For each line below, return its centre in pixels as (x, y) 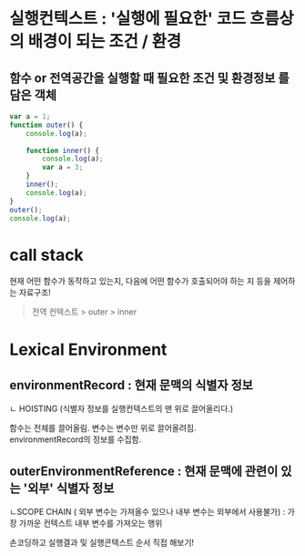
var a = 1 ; (30, 117)
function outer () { (46, 125)
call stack (46, 255)
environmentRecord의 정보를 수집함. (76, 439)
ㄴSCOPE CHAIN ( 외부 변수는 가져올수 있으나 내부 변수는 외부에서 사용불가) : (147, 512)
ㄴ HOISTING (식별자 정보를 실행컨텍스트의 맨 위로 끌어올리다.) (122, 409)
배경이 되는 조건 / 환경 (105, 41)
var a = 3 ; (63, 168)
